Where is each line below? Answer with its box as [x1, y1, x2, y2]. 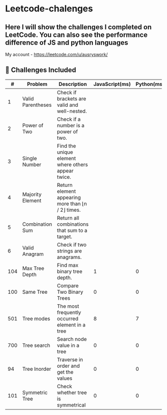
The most [57, 303, 80, 310]
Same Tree [22, 288, 48, 295]
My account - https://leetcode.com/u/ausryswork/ [5, 52, 108, 57]
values [57, 375, 73, 382]
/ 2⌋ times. [57, 206, 81, 213]
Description [59, 81, 87, 87]
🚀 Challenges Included [5, 66, 77, 75]
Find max [57, 261, 79, 268]
